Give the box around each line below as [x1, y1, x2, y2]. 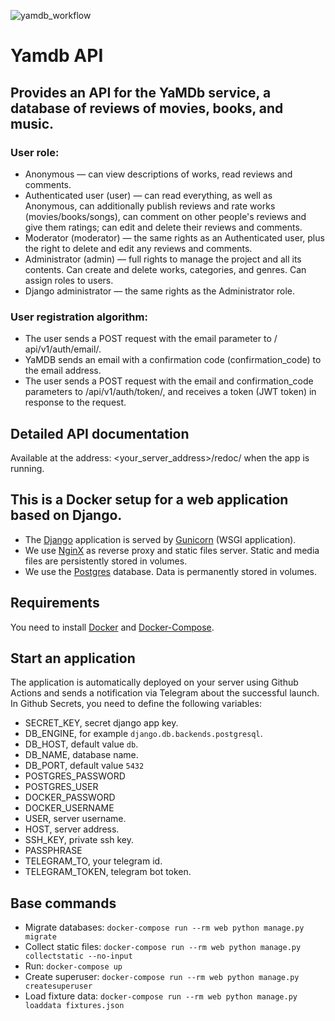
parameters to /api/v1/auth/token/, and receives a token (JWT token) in [24, 386, 317, 398]
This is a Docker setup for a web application [10, 491, 289, 509]
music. [10, 115, 55, 132]
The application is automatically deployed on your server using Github [10, 676, 299, 689]
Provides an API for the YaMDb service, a [10, 84, 272, 101]
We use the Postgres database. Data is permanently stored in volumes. [24, 565, 318, 577]
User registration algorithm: [10, 310, 148, 324]
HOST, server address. [24, 823, 120, 835]
